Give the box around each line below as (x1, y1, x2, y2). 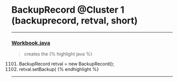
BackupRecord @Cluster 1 (11, 4, 125, 16)
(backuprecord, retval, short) (11, 15, 138, 26)
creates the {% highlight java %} (24, 51, 93, 57)
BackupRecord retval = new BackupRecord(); (18, 61, 115, 67)
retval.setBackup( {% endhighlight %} (18, 66, 99, 72)
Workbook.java (11, 39, 51, 46)
